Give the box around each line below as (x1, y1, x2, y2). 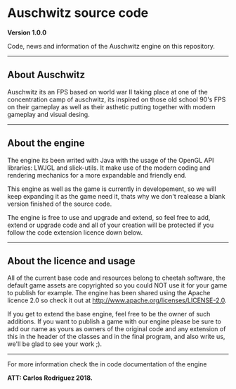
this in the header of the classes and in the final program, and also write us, (7, 333, 225, 341)
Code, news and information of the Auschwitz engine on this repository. (7, 42, 216, 50)
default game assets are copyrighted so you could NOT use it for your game (7, 281, 228, 290)
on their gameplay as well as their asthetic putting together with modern (7, 102, 216, 111)
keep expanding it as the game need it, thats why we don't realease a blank (7, 192, 226, 200)
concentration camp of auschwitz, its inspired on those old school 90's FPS (7, 95, 226, 104)
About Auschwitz (7, 69, 86, 81)
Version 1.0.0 (7, 28, 47, 37)
